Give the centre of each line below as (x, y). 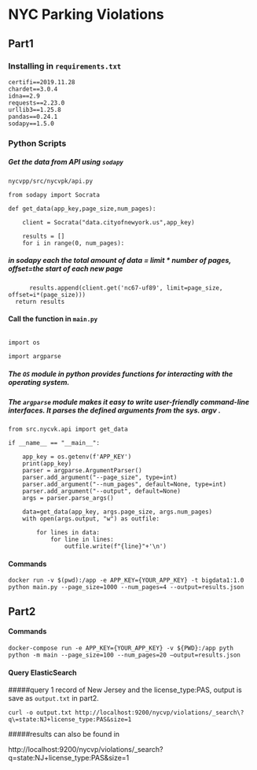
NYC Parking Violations (86, 15)
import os (24, 342)
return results (40, 302)
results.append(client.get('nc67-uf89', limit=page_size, (126, 288)
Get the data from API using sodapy (66, 162)
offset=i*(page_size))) (47, 294)
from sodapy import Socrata (54, 194)
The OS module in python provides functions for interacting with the (121, 374)
